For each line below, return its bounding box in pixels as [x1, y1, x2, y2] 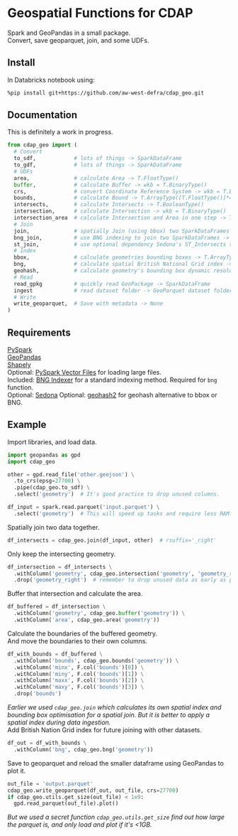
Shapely [7, 360, 32, 369]
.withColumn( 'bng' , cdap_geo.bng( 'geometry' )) [13, 746, 154, 753]
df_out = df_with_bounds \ [7, 739, 87, 747]
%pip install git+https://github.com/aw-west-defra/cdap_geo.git [7, 89, 204, 97]
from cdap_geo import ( [7, 141, 78, 149]
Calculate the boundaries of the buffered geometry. [7, 629, 158, 638]
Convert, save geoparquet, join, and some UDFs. [7, 36, 149, 44]
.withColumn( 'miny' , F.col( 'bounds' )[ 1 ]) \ [13, 670, 144, 677]
